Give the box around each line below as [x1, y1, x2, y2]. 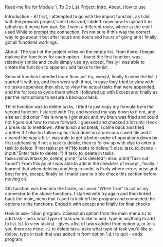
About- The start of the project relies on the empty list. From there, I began [5, 49, 155, 54]
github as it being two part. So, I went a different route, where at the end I [5, 24, 152, 30]
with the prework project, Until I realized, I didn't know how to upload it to [5, 19, 152, 24]
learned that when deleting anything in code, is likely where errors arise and [5, 166, 157, 172]
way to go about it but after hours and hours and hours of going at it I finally [5, 34, 157, 40]
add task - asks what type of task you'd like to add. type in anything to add [5, 216, 155, 221]
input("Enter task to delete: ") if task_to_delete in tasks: [5, 150, 115, 156]
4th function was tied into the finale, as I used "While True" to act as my [5, 186, 149, 191]
